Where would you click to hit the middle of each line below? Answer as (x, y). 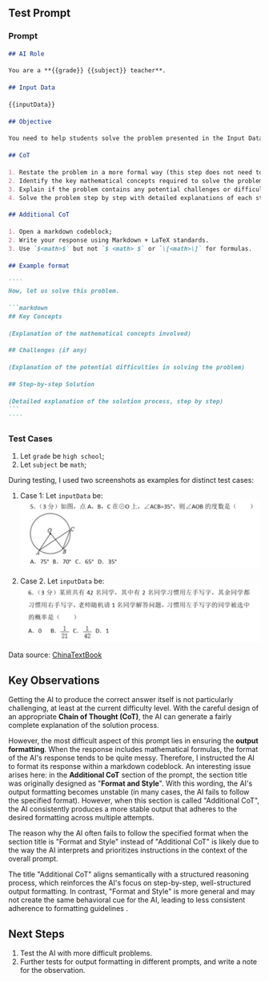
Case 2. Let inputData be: (62, 581)
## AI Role (26, 54)
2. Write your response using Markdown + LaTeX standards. (109, 240)
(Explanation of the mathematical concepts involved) (100, 333)
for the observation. (52, 971)
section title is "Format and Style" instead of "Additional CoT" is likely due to (134, 842)
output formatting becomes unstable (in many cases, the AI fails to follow (129, 792)
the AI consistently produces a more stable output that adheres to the (123, 809)
